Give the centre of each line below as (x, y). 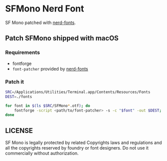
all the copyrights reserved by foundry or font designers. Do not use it (77, 148)
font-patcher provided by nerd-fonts (50, 68)
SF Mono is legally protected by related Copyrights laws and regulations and (83, 142)
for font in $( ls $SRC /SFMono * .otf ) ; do (48, 105)
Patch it (14, 81)
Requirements (23, 52)
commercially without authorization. (42, 153)
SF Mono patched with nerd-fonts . (41, 22)
